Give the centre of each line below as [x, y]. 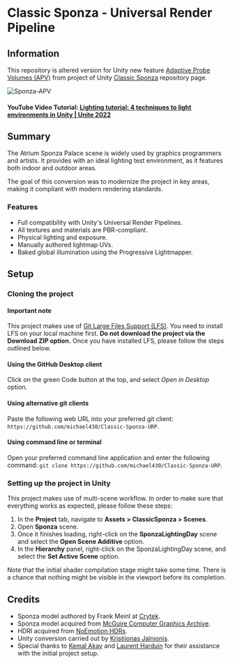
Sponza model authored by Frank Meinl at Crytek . [89, 616]
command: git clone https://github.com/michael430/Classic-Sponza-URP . [115, 465]
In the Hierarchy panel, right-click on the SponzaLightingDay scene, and [122, 549]
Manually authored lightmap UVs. [65, 244]
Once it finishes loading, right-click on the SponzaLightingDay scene [117, 534]
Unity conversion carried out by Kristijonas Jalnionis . [93, 638]
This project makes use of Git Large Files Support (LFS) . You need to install [115, 326]
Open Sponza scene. [48, 527]
